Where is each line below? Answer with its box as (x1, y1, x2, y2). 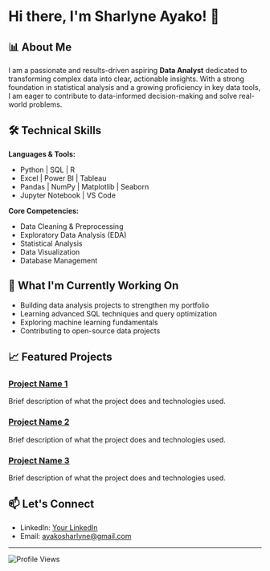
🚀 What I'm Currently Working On (8, 279, 179, 292)
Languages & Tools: (8, 149, 76, 159)
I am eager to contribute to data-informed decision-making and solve (8, 92, 238, 100)
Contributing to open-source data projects (19, 325, 161, 336)
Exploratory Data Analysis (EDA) (19, 230, 127, 239)
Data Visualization (19, 247, 80, 256)
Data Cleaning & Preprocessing (19, 221, 124, 231)
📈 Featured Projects (8, 350, 112, 364)
